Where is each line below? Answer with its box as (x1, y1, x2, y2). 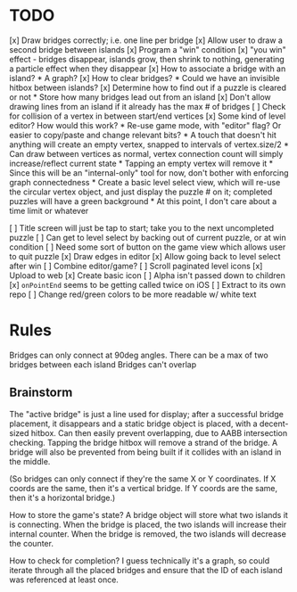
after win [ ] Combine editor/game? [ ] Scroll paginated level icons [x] (9, 260, 263, 271)
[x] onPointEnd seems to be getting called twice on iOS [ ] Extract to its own (9, 279, 286, 290)
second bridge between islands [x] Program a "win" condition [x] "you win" (9, 44, 287, 54)
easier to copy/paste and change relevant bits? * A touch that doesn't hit (9, 129, 276, 140)
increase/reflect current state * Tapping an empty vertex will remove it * (9, 158, 274, 169)
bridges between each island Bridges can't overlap (9, 358, 197, 370)
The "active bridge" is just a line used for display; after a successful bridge (9, 408, 284, 419)
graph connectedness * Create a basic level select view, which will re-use (9, 177, 281, 187)
